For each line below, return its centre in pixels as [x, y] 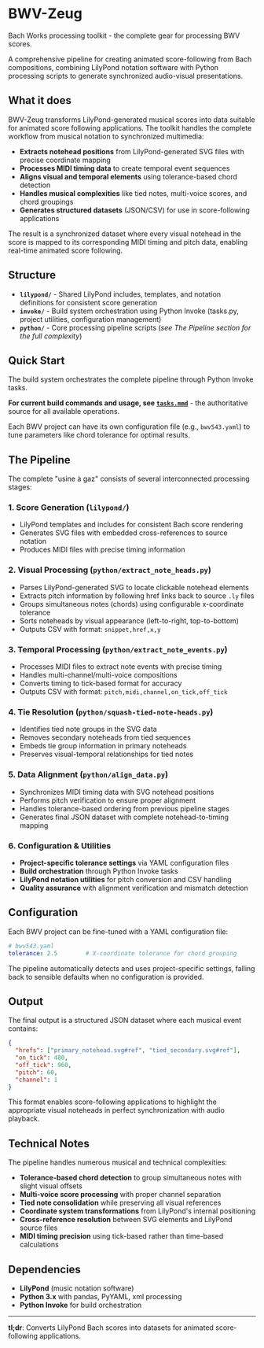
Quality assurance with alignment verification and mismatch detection [134, 888]
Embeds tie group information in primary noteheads [103, 746]
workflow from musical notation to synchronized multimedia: [106, 136]
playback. [24, 1119]
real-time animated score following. [66, 250]
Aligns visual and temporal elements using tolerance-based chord [128, 176]
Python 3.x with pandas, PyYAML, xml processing [101, 1297]
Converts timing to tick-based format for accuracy [101, 683]
